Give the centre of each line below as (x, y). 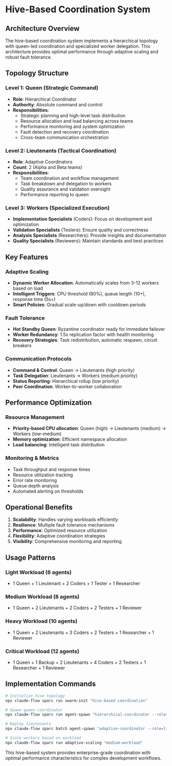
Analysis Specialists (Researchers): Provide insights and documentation (89, 235)
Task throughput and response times (51, 469)
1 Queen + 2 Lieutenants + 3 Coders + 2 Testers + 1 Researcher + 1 (83, 632)
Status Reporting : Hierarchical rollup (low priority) (66, 381)
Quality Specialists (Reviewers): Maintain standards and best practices (88, 241)
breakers (22, 346)
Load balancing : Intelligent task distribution (59, 445)
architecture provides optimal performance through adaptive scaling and (82, 52)
